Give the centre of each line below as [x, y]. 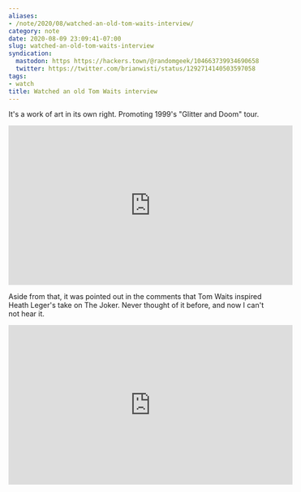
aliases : [23, 16]
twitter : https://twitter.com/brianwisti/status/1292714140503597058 [135, 69]
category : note [34, 31]
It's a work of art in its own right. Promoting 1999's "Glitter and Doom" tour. [134, 114]
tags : [17, 76]
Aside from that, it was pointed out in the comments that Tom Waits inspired [135, 297]
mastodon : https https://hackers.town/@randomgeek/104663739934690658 [138, 62]
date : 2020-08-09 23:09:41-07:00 [65, 39]
